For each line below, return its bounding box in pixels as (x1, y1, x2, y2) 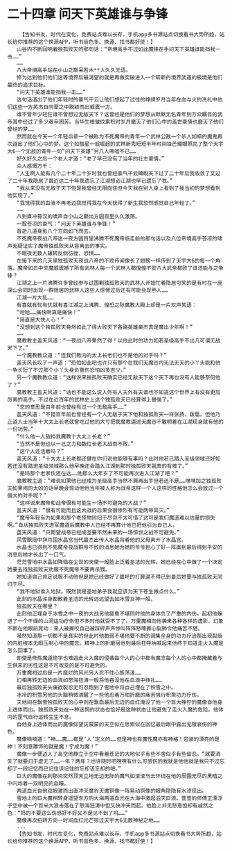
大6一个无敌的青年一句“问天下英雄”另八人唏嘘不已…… (7, 147, 136, 155)
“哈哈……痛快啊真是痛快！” (16, 308, 81, 316)
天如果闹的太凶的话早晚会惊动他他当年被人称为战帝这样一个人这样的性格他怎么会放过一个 (7, 484, 224, 492)
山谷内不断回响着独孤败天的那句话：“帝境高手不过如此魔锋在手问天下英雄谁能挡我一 (16, 46, 221, 53)
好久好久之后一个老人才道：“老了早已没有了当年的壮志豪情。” (16, 155, 165, 162)
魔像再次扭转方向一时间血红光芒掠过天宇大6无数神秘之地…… (16, 817, 161, 824)
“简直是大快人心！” (16, 316, 64, 323)
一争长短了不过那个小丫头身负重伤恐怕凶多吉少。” (7, 366, 127, 374)
